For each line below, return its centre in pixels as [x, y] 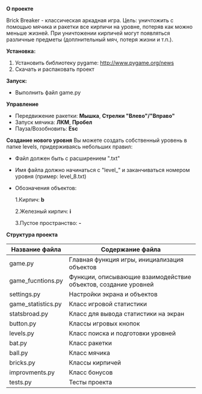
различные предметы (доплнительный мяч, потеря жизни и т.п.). [90, 39]
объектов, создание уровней [112, 284]
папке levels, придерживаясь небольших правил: [69, 146]
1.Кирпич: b [30, 200]
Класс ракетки [90, 343]
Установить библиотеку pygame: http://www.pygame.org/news [94, 63]
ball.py [19, 353]
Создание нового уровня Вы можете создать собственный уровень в [97, 140]
